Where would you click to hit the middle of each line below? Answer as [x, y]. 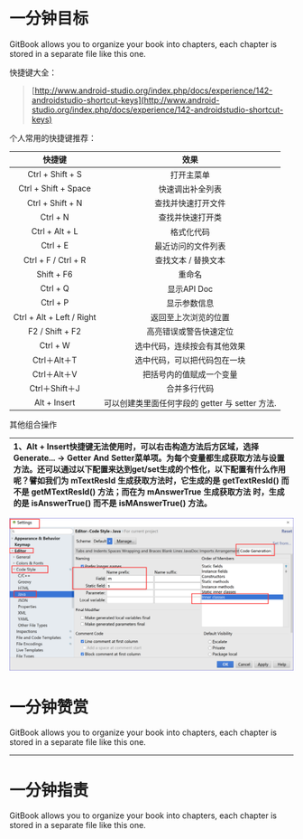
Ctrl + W [55, 345]
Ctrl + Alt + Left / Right [55, 316]
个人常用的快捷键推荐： [53, 137]
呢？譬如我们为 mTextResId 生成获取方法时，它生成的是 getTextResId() [146, 480]
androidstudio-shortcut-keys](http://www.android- [125, 99]
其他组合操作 [33, 425]
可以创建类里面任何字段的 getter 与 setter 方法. [190, 402]
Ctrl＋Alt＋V [55, 374]
